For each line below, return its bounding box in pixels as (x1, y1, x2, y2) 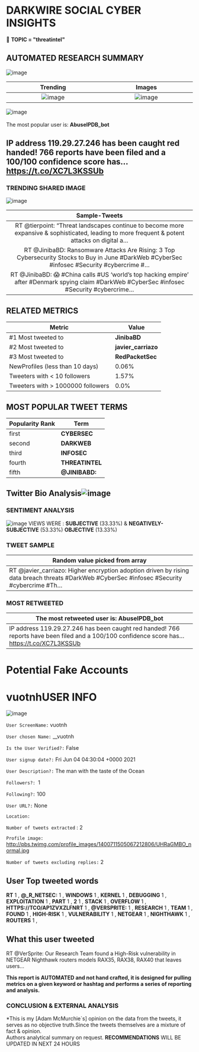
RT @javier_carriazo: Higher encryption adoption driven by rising (9, 566, 190, 574)
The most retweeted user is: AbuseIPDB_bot (35, 614, 164, 623)
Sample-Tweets (76, 212, 123, 220)
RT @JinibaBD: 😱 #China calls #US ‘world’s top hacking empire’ (10, 271, 189, 279)
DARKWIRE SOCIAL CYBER (6, 4, 142, 17)
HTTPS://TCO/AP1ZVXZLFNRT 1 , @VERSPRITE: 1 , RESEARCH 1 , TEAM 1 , (6, 905, 193, 912)
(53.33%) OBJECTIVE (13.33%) (40, 526, 117, 533)
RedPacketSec (115, 353, 157, 361)
